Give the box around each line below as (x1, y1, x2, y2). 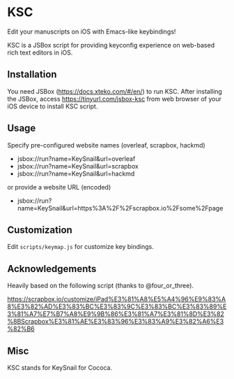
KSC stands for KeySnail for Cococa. (7, 364, 113, 371)
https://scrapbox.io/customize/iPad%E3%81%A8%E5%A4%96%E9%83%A (7, 295, 226, 303)
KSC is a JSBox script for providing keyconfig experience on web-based (7, 41, 214, 49)
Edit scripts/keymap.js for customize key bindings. (7, 243, 155, 251)
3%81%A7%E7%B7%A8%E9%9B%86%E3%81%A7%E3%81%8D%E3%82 (7, 310, 225, 318)
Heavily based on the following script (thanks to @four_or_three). (7, 281, 194, 290)
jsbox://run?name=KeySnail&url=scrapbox (17, 162, 139, 170)
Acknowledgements (7, 263, 97, 275)
